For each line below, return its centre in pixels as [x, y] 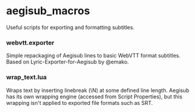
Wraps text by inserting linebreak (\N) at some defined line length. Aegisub [98, 90]
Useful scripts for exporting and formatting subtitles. [70, 27]
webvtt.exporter [30, 43]
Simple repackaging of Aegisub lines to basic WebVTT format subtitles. [93, 56]
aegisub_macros [48, 11]
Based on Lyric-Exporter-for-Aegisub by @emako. [67, 62]
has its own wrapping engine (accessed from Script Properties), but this [94, 97]
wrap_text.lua [26, 77]
